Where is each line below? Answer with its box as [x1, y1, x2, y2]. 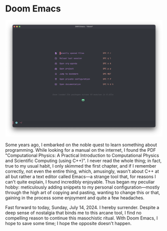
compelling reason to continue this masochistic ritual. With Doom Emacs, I [5, 215, 158, 221]
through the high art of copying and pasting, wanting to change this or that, [5, 190, 160, 196]
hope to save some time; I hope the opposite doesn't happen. [5, 221, 132, 227]
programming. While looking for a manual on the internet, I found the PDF [5, 147, 156, 153]
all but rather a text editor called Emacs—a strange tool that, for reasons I [5, 174, 156, 180]
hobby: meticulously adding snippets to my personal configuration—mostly [5, 184, 160, 190]
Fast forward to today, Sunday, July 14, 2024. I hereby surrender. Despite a [5, 205, 159, 211]
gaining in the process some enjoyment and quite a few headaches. [5, 195, 144, 201]
